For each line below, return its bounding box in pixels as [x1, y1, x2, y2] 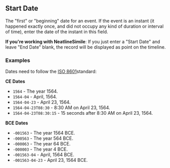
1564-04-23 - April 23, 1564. [12, 99, 71, 106]
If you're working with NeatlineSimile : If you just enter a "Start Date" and [5, 38, 160, 45]
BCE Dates [5, 120, 28, 126]
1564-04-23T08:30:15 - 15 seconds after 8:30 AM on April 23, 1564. [12, 110, 153, 116]
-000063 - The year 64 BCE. [12, 141, 71, 147]
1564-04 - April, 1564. [12, 94, 57, 100]
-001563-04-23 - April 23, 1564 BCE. [12, 157, 88, 163]
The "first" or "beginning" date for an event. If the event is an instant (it [5, 17, 155, 24]
